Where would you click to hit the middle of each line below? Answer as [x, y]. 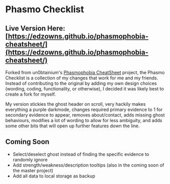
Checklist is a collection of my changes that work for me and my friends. [82, 78]
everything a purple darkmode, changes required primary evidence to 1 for [84, 109]
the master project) [33, 170]
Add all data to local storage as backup [54, 176]
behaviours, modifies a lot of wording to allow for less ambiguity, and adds [84, 120]
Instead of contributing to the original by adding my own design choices [81, 83]
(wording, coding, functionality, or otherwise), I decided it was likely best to [85, 89]
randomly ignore [30, 159]
